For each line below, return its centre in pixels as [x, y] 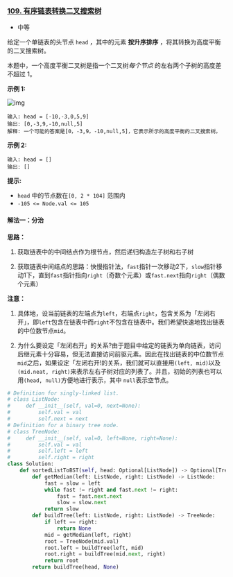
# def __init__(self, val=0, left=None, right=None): [93, 438]
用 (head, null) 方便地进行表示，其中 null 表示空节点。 [95, 380]
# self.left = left [48, 451]
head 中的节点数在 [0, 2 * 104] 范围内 [71, 196]
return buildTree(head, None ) [76, 567]
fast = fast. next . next [89, 496]
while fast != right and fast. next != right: [111, 490]
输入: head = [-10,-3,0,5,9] [48, 117]
